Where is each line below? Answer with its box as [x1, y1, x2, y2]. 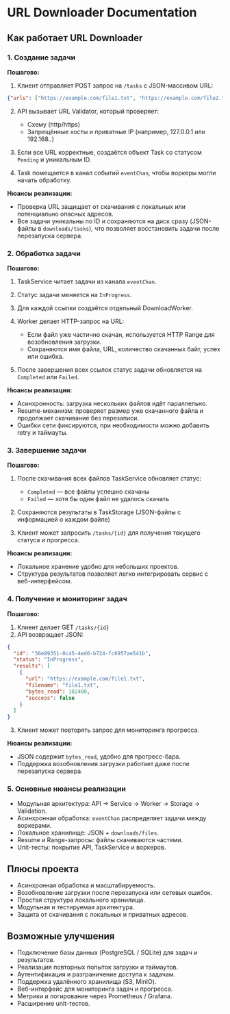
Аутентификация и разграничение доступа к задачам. [16, 970, 176, 978]
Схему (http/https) [27, 120, 81, 128]
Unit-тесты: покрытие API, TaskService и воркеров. [16, 844, 166, 852]
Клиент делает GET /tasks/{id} [16, 623, 110, 631]
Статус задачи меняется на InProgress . [16, 291, 132, 299]
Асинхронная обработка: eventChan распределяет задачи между [16, 814, 207, 822]
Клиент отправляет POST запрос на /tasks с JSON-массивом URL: [16, 81, 214, 90]
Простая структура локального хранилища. [16, 896, 146, 904]
